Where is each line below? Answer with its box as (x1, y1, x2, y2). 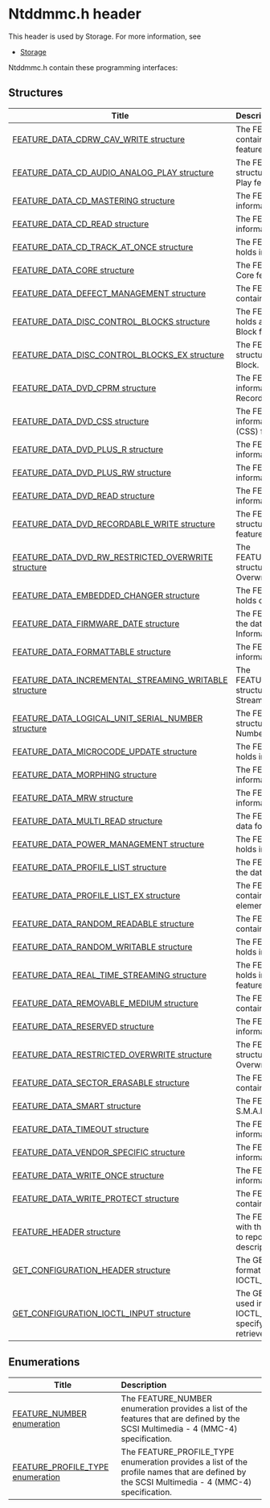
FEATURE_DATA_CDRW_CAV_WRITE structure (12, 134, 186, 145)
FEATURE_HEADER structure (12, 1226, 121, 1237)
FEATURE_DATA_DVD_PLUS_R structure (12, 444, 163, 455)
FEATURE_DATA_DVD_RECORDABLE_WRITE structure (12, 518, 215, 529)
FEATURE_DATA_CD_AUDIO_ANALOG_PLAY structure (12, 167, 215, 178)
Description (121, 1379, 167, 1390)
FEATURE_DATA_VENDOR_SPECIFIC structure (12, 1146, 186, 1158)
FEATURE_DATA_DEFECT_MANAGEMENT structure (12, 288, 207, 299)
